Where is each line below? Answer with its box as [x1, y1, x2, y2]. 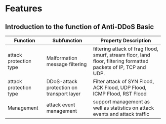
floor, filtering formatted [93, 58, 149, 64]
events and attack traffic [93, 111, 150, 117]
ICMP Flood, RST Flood [93, 91, 147, 97]
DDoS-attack [46, 78, 78, 85]
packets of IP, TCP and [93, 64, 146, 70]
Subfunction [52, 37, 83, 44]
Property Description [100, 37, 151, 44]
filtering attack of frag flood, [93, 45, 159, 52]
